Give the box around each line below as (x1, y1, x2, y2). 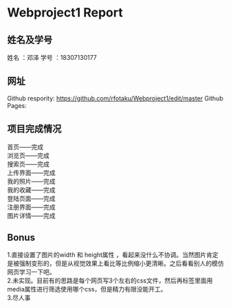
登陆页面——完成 (7, 194, 56, 202)
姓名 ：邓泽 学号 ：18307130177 (7, 54, 98, 61)
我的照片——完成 (7, 177, 56, 185)
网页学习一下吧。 (7, 268, 56, 276)
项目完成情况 (7, 123, 62, 135)
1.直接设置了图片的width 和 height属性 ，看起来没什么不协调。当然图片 (7, 251, 207, 259)
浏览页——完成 (7, 151, 49, 159)
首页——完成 (7, 142, 43, 151)
